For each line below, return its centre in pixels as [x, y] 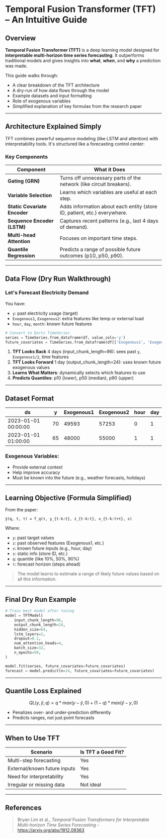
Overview [21, 38]
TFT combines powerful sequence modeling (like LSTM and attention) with [82, 138]
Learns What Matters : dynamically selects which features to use [79, 373]
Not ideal [91, 785]
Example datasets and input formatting [52, 96]
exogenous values [31, 368]
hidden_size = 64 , [31, 629]
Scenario [42, 752]
